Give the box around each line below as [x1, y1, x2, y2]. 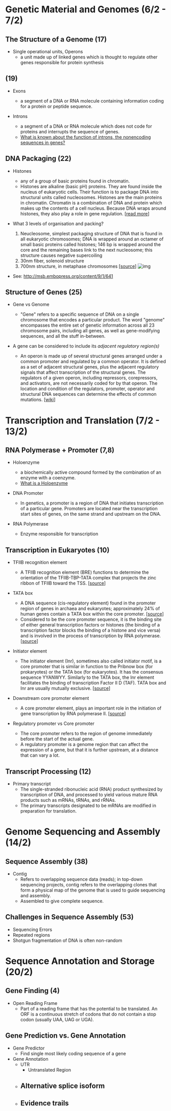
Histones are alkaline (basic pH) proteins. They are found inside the [20, 183, 162, 189]
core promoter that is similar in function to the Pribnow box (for [20, 663, 153, 670]
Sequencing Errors [12, 926, 53, 933]
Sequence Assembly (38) [5, 857, 88, 866]
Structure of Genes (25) [5, 288, 83, 297]
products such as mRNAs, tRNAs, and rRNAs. [20, 797, 116, 803]
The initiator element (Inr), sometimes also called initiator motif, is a [20, 658, 162, 664]
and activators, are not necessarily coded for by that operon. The [20, 380, 158, 387]
